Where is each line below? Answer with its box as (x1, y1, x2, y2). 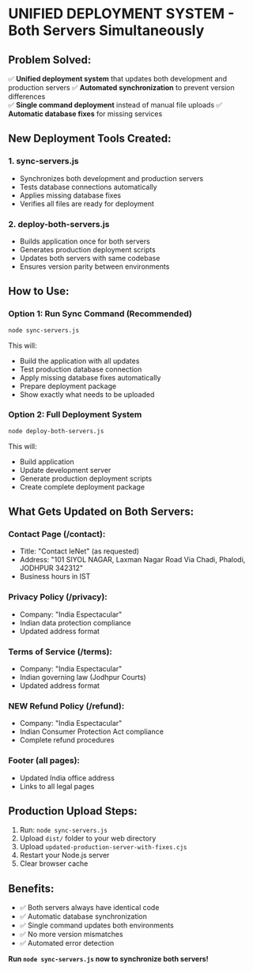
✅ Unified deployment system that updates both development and (8, 74, 228, 83)
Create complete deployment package (19, 482, 145, 491)
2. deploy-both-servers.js (8, 218, 110, 229)
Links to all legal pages (19, 781, 95, 791)
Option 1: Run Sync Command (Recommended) (8, 308, 192, 319)
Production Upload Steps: (8, 804, 138, 818)
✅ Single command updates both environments (19, 920, 174, 930)
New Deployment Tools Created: (8, 132, 172, 145)
